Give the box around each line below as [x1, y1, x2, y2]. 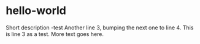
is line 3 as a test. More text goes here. [6, 30, 104, 37]
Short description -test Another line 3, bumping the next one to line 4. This [6, 24, 194, 31]
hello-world [6, 4, 67, 18]
